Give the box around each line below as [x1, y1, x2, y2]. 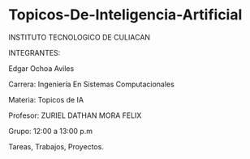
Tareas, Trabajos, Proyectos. [8, 141, 104, 151]
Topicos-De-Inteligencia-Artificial [8, 6, 243, 24]
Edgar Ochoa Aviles [8, 63, 75, 73]
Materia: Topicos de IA [8, 94, 84, 104]
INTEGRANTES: [8, 48, 61, 57]
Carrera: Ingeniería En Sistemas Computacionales [8, 79, 175, 89]
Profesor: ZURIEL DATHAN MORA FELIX [8, 111, 142, 120]
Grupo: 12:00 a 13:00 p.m [8, 126, 93, 136]
